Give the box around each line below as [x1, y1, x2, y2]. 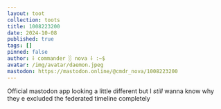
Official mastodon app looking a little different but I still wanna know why [7, 87, 215, 95]
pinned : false [7, 49, 48, 56]
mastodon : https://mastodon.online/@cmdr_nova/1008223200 [7, 68, 178, 75]
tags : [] [7, 42, 33, 49]
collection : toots [7, 17, 60, 23]
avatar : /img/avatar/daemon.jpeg [7, 61, 104, 68]
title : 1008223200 [7, 23, 60, 30]
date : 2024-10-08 [7, 29, 58, 37]
